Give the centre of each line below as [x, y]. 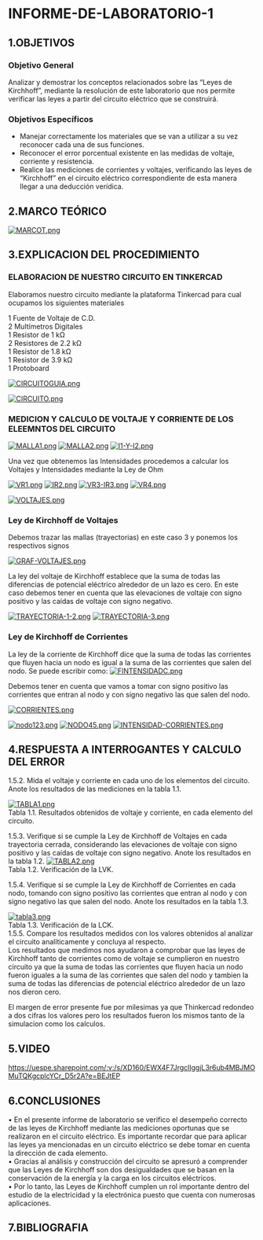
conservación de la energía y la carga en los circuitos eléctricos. [112, 1178]
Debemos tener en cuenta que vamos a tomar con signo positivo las [119, 686]
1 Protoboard [29, 368]
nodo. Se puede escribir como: [58, 671]
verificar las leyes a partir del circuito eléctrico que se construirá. [113, 98]
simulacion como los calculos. [57, 1024]
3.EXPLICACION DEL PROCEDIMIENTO [104, 255]
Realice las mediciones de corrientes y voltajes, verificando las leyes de [136, 170]
